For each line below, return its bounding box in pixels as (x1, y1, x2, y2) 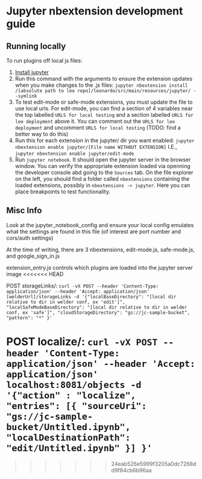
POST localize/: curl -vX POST (6, 335, 158, 348)
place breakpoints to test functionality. (14, 188, 111, 195)
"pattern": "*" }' (6, 315, 52, 321)
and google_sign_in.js (6, 252, 60, 260)
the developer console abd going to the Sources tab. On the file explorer (14, 169, 194, 176)
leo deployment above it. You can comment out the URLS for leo (14, 117, 175, 125)
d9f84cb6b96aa (111, 466, 152, 474)
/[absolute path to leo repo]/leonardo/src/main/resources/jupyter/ (14, 88, 191, 94)
